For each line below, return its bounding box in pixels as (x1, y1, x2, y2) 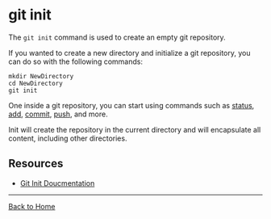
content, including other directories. (8, 133, 127, 143)
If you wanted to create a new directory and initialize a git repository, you (8, 48, 251, 57)
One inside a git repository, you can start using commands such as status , (8, 100, 255, 110)
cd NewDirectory (8, 79, 63, 87)
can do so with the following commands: (8, 57, 144, 66)
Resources (8, 157, 64, 171)
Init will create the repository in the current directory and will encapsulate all (8, 124, 261, 134)
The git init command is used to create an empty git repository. (8, 32, 226, 42)
